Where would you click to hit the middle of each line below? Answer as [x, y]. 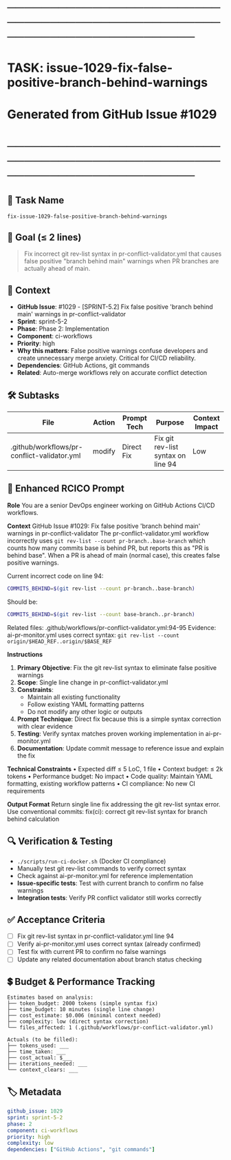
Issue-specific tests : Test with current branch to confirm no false [110, 883]
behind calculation [33, 819]
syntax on [170, 456]
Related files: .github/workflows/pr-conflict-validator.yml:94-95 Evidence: [112, 627]
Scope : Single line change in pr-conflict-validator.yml [92, 682]
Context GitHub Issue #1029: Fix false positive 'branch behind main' [104, 526]
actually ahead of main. [57, 269]
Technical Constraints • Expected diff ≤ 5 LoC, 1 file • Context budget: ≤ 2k [115, 769]
